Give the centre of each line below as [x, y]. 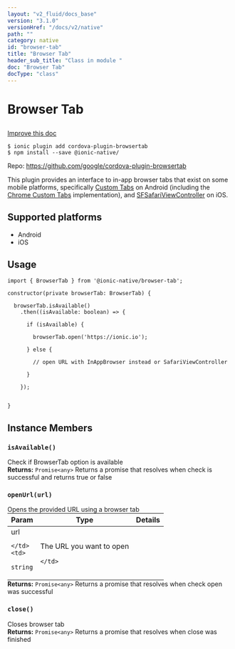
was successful [30, 592]
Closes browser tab [36, 624]
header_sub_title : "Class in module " [65, 61]
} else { [39, 350]
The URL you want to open [85, 546]
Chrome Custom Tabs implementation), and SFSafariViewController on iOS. [118, 194]
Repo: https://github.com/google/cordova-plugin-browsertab [97, 166]
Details [148, 520]
